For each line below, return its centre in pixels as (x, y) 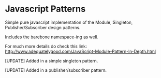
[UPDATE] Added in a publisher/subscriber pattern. (56, 70)
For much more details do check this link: (46, 46)
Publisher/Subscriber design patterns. (43, 27)
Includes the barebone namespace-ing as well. (52, 37)
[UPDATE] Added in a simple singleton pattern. (51, 61)
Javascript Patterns (45, 9)
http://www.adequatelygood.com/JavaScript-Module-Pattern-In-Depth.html (80, 51)
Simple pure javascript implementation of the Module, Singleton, (69, 22)
